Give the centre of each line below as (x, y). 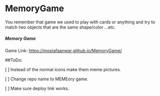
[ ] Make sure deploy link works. (37, 88)
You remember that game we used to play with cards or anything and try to (80, 22)
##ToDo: (14, 60)
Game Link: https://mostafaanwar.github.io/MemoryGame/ (63, 50)
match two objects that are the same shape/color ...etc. (60, 27)
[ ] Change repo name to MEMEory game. (47, 79)
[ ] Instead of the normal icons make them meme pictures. (63, 69)
